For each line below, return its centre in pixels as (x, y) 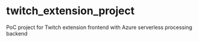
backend (17, 33)
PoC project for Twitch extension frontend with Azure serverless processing (99, 27)
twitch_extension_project (70, 11)
